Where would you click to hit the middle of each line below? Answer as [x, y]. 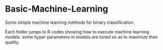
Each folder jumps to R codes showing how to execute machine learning [77, 32]
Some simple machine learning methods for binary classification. [70, 22]
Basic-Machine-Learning [57, 9]
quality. [12, 42]
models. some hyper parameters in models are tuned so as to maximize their [81, 37]
